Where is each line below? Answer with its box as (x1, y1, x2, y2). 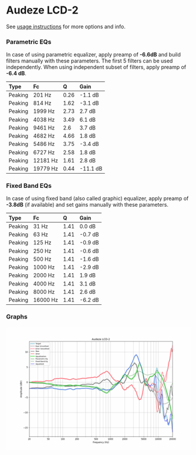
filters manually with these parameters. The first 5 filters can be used (6, 57, 173, 65)
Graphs (6, 313, 28, 321)
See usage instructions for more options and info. (6, 23, 126, 30)
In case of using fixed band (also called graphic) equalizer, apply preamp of (6, 195, 189, 202)
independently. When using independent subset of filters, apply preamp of (6, 64, 187, 71)
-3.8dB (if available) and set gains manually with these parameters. (6, 201, 169, 208)
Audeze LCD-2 (6, 4, 79, 17)
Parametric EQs (6, 38, 52, 46)
